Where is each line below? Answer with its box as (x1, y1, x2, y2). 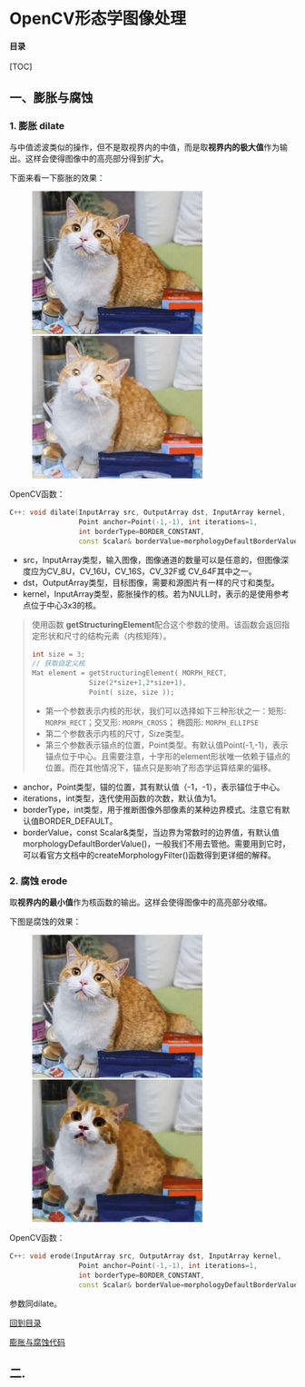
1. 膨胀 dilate (9, 119, 65, 132)
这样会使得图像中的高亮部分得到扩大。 (25, 154, 169, 164)
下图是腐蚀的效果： (9, 916, 82, 927)
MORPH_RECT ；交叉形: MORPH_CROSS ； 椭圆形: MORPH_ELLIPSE (44, 717, 259, 728)
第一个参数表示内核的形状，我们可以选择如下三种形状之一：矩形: (44, 705, 287, 716)
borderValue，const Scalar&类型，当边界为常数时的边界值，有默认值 (22, 827, 280, 837)
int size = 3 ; (31, 649, 85, 659)
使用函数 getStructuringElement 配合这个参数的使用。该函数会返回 (31, 619, 282, 629)
